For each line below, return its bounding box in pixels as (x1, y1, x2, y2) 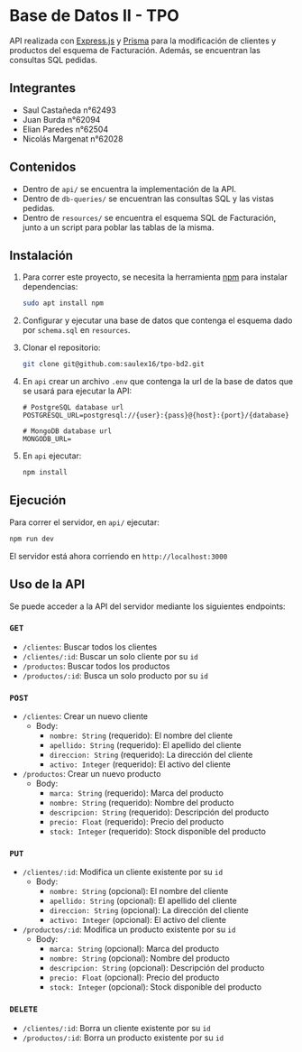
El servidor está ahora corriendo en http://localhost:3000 (9, 550, 228, 561)
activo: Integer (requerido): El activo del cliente (49, 759, 232, 770)
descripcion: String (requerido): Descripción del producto (49, 807, 270, 817)
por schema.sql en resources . (22, 325, 131, 336)
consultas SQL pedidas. (9, 54, 97, 65)
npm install (22, 468, 68, 477)
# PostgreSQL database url (22, 403, 124, 412)
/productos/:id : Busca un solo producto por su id (22, 669, 209, 681)
